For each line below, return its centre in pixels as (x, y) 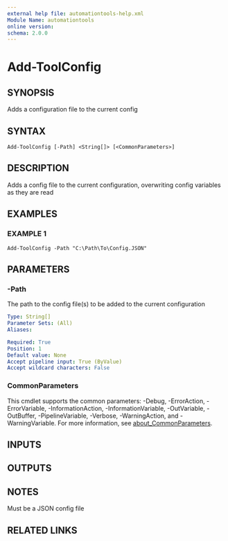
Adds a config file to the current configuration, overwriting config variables (114, 185)
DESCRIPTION (38, 168)
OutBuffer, (22, 416)
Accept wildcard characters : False (59, 368)
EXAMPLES (32, 214)
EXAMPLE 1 (27, 234)
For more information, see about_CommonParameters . (135, 423)
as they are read (30, 192)
